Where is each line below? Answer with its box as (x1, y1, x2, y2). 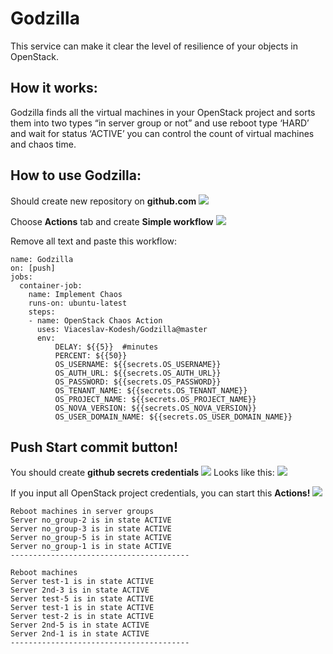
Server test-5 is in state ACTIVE (10, 594, 155, 604)
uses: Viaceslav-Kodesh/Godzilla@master (36, 324, 208, 334)
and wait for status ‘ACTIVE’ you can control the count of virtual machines (10, 127, 315, 139)
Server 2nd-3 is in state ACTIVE (10, 585, 150, 596)
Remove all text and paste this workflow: (10, 235, 178, 247)
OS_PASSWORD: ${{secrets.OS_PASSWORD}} (54, 377, 222, 387)
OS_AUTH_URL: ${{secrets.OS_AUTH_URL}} (54, 368, 222, 378)
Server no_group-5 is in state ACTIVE (10, 533, 172, 543)
